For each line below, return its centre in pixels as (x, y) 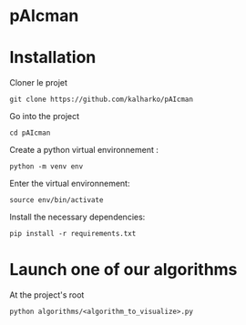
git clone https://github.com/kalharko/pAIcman (102, 100)
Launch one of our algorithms (123, 270)
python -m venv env (46, 167)
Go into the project (45, 117)
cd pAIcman (30, 133)
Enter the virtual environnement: (70, 184)
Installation (53, 58)
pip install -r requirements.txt (73, 234)
